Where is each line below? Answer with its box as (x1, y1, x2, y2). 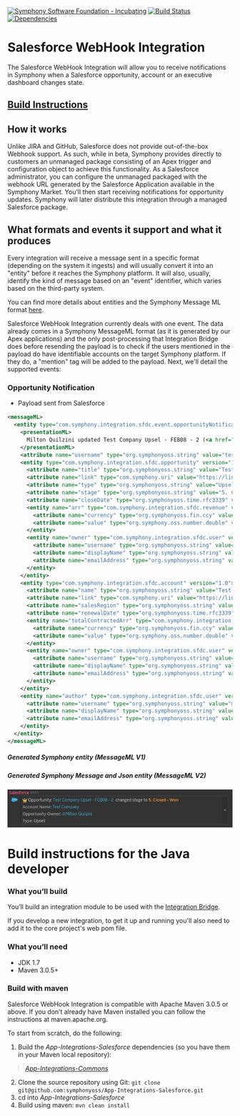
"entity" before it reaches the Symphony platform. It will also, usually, (7, 269, 211, 277)
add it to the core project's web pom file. (7, 924, 127, 932)
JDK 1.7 (17, 958, 41, 967)
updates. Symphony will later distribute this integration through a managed (7, 195, 227, 204)
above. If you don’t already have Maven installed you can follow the (7, 1007, 206, 1016)
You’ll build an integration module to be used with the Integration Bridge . (7, 902, 221, 911)
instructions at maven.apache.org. (7, 1015, 109, 1023)
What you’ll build (7, 886, 68, 896)
